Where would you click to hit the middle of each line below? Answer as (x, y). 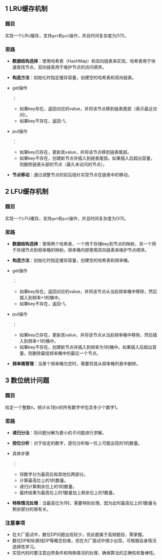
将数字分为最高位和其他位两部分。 (54, 474)
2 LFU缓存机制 (27, 191)
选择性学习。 (25, 547)
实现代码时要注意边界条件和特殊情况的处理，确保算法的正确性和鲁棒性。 (85, 553)
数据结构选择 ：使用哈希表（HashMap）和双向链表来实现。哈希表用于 (81, 61)
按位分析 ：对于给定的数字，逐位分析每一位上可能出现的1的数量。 (77, 443)
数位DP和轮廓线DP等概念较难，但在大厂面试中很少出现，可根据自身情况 (84, 541)
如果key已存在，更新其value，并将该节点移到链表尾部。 (75, 152)
